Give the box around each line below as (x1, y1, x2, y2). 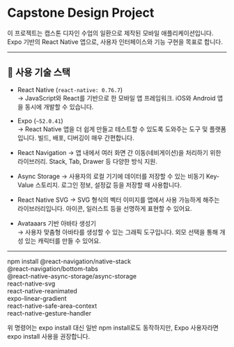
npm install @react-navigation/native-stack (7, 257, 131, 265)
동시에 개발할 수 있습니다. (24, 103, 94, 111)
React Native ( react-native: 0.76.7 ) (17, 85, 123, 94)
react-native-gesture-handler (7, 309, 92, 317)
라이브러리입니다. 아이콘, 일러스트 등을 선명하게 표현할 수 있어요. (17, 204, 193, 212)
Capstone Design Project (7, 5, 155, 21)
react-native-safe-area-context (7, 302, 97, 310)
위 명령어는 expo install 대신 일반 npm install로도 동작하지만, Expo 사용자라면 (7, 323, 219, 332)
